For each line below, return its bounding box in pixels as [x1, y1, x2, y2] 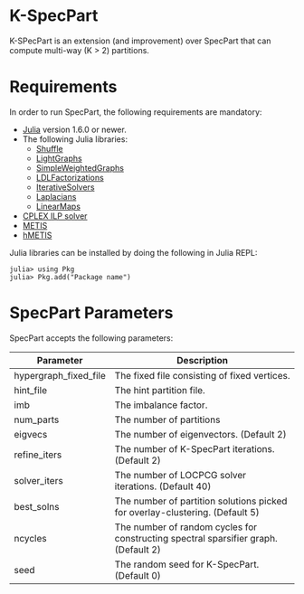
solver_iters [14, 474, 63, 486]
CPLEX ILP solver [22, 210, 88, 222]
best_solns [14, 500, 60, 513]
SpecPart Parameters [9, 303, 174, 324]
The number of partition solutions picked [114, 495, 288, 507]
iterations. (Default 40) [114, 480, 212, 493]
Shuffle [35, 143, 63, 154]
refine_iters [14, 448, 62, 461]
